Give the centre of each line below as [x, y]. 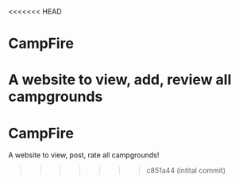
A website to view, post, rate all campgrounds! [84, 155]
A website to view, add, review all [120, 80]
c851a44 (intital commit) [186, 171]
